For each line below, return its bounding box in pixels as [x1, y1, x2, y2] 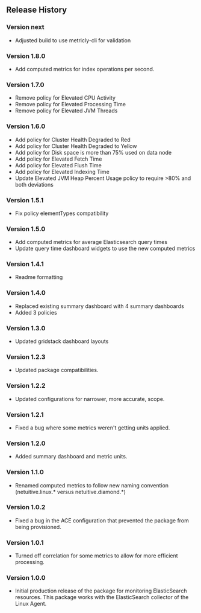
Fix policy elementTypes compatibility [14, 210, 109, 217]
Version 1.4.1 [6, 260, 44, 268]
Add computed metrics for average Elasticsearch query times [14, 239, 167, 246]
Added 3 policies [14, 309, 57, 316]
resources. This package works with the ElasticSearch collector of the [14, 594, 189, 601]
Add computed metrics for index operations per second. [14, 65, 155, 72]
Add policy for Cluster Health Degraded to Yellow [14, 142, 137, 150]
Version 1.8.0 [6, 51, 46, 60]
